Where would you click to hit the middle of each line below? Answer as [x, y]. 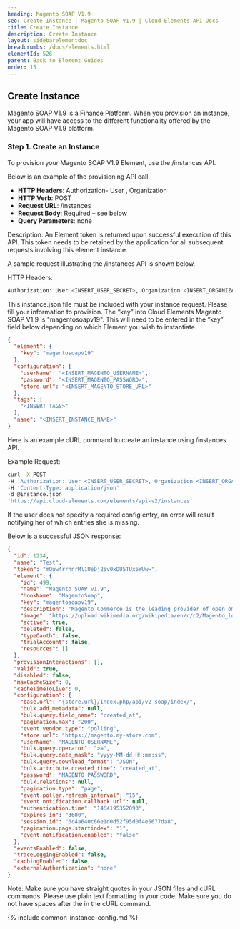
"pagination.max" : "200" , [59, 722]
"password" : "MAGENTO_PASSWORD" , [70, 775]
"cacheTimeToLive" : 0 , [47, 689]
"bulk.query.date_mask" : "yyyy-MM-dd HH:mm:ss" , [94, 755]
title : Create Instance [43, 27]
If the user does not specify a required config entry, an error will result [111, 515]
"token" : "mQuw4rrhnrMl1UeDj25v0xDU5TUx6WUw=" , [86, 569]
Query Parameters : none [55, 220]
